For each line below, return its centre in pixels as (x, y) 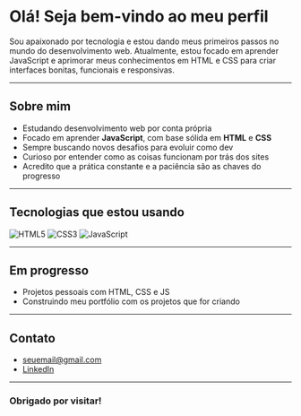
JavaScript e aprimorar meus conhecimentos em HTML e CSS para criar (142, 60)
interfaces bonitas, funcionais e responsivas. (92, 70)
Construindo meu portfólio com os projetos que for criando (131, 301)
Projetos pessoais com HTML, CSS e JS (96, 292)
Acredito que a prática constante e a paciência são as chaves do (142, 166)
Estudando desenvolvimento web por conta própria (117, 128)
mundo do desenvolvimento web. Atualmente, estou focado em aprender (144, 50)
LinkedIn (38, 369)
